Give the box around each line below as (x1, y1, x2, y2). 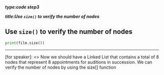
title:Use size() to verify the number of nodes (5, 14, 100, 19)
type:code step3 (5, 4, 40, 10)
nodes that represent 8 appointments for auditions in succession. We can (5, 59, 153, 65)
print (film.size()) (5, 40, 45, 45)
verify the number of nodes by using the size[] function (5, 64, 116, 70)
